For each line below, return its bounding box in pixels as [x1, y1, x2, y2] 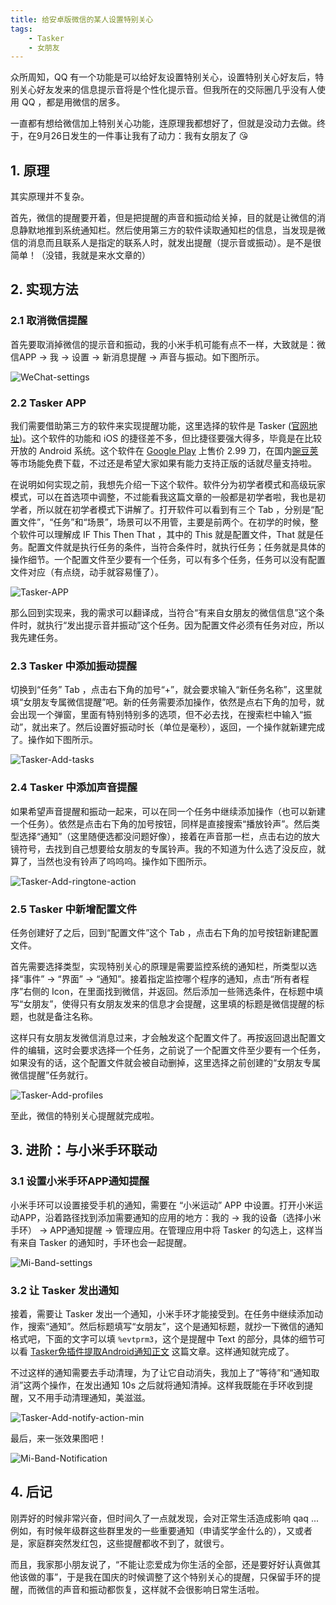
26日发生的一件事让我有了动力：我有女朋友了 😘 [50, 130, 249, 142]
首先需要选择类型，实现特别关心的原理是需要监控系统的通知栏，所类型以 [10, 960, 308, 972]
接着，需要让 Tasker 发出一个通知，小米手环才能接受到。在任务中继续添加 [10, 1307, 315, 1320]
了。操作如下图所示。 [10, 734, 98, 746]
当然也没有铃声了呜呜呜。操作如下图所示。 [36, 855, 212, 867]
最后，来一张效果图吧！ [10, 1432, 107, 1444]
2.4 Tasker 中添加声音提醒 [10, 781, 138, 795]
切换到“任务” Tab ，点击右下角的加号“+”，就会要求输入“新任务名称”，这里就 [10, 684, 323, 696]
